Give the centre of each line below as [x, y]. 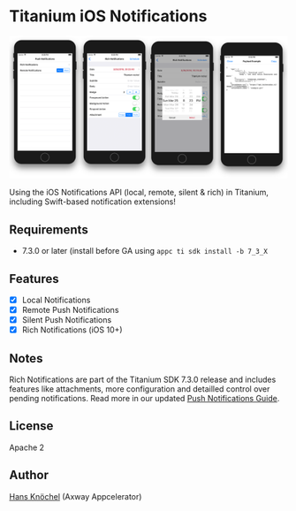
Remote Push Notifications [70, 310]
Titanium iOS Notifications [108, 16]
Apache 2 [27, 447]
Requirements [49, 229]
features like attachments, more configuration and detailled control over [140, 389]
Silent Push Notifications [67, 320]
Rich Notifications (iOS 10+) [72, 330]
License [31, 426]
